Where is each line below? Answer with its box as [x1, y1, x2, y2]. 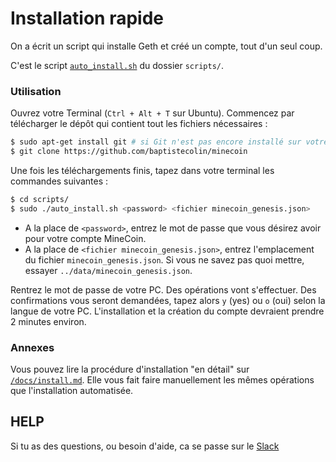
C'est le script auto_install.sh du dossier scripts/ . [10, 59, 225, 71]
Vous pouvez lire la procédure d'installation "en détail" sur [10, 363, 250, 376]
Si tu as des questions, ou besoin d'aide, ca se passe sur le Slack [10, 440, 280, 452]
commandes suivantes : [10, 175, 109, 187]
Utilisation [10, 84, 62, 98]
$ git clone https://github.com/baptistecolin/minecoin [10, 147, 248, 157]
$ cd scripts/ [10, 194, 70, 204]
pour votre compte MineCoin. [24, 232, 147, 244]
